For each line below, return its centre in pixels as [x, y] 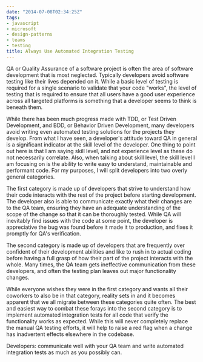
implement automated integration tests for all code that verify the [87, 315]
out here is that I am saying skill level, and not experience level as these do [99, 151]
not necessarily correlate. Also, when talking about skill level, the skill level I [101, 157]
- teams [16, 40]
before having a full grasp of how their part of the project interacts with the [100, 258]
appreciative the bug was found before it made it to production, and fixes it [100, 227]
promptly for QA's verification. [44, 233]
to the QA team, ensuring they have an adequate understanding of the [94, 208]
